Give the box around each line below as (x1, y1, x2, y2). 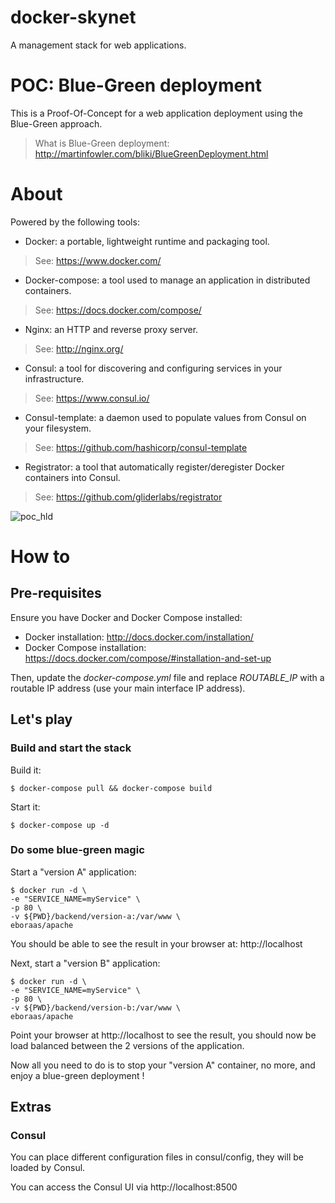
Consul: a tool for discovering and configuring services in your (24, 362, 283, 374)
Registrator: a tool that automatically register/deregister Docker (24, 461, 285, 473)
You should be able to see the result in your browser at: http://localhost (10, 937, 303, 950)
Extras (10, 1099, 52, 1116)
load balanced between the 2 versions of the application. (10, 1039, 245, 1051)
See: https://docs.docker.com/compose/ (34, 304, 202, 316)
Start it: (10, 801, 41, 813)
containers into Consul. (24, 471, 121, 483)
